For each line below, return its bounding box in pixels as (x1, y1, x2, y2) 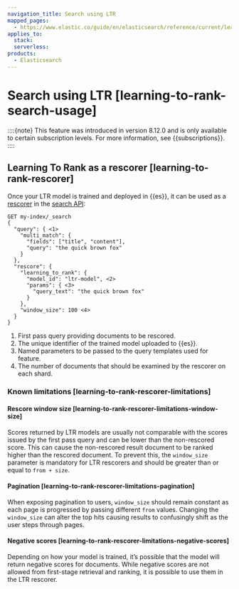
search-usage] (7, 102, 97, 118)
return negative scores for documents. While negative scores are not (7, 560, 209, 569)
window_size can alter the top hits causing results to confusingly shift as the (7, 513, 229, 521)
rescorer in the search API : (7, 199, 86, 208)
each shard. (17, 369, 53, 378)
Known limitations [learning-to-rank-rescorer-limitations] (7, 387, 211, 397)
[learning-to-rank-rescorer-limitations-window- (72, 405, 218, 413)
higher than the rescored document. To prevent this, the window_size (7, 450, 208, 459)
